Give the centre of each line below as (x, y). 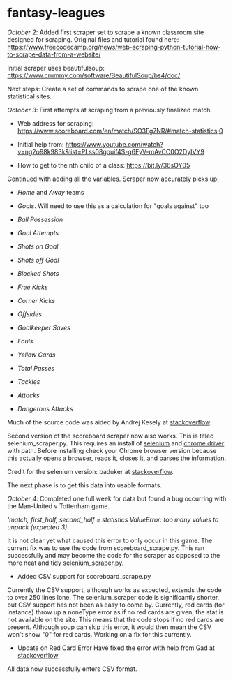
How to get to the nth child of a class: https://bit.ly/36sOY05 (104, 165)
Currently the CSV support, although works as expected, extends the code (114, 590)
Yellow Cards (36, 355)
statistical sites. (30, 96)
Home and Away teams (51, 192)
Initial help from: (40, 144)
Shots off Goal (38, 260)
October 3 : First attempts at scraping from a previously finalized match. (110, 110)
